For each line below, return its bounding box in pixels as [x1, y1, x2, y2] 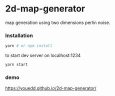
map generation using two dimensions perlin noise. [5, 19, 110, 25]
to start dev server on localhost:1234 [5, 52, 81, 58]
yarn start [5, 62, 28, 67]
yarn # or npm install [5, 43, 52, 48]
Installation [5, 32, 33, 39]
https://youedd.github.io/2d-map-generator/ [5, 85, 96, 91]
